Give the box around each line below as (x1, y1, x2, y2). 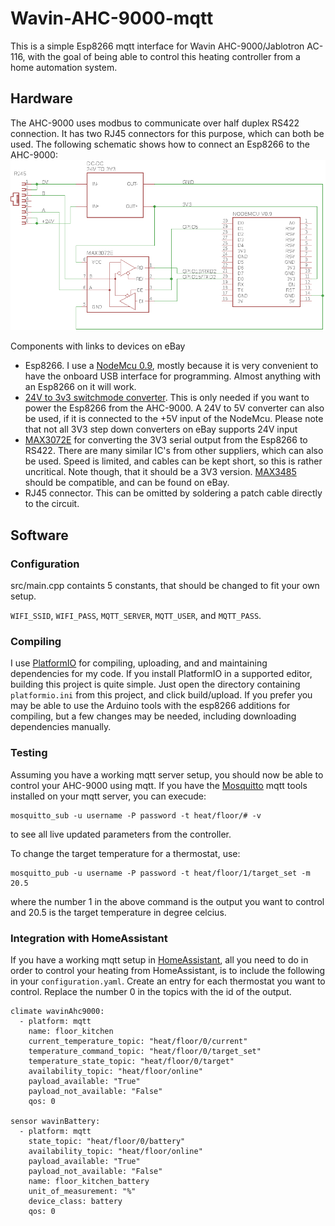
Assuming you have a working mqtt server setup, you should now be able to (10, 768, 324, 781)
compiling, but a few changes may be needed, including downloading (10, 710, 297, 722)
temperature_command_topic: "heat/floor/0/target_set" (28, 1046, 262, 1056)
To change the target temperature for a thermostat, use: (10, 847, 241, 859)
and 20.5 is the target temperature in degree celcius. (10, 906, 227, 918)
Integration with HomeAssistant (10, 931, 168, 945)
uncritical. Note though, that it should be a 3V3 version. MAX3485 (24, 466, 297, 478)
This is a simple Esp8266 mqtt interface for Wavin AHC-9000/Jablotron (10, 40, 305, 52)
